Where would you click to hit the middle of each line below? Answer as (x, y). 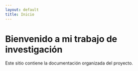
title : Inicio (20, 14)
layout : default (22, 10)
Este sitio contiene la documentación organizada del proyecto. (69, 63)
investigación (34, 49)
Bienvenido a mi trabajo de (61, 39)
